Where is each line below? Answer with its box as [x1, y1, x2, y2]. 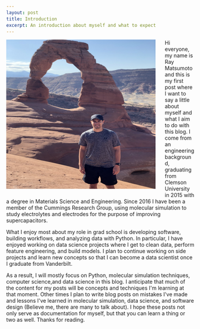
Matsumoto [165, 64, 193, 72]
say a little [165, 96, 190, 104]
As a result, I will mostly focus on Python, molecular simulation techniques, [6, 272, 190, 279]
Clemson [165, 179, 187, 186]
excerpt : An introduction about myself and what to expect [6, 22, 156, 28]
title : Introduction [6, 16, 58, 22]
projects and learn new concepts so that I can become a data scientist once [6, 254, 193, 261]
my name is [165, 52, 193, 59]
